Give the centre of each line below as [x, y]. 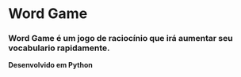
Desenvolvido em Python [51, 65]
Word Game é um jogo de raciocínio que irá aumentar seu [120, 38]
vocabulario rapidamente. [59, 48]
